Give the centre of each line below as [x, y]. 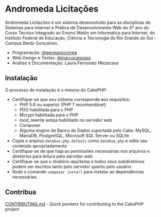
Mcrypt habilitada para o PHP [49, 115]
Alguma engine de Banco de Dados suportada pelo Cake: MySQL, [85, 130]
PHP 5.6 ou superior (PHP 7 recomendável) [63, 104]
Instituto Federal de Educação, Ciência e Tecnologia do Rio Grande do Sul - [81, 38]
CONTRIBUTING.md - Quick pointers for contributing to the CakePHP [74, 204]
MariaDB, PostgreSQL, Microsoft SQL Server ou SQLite [74, 135]
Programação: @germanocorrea [45, 53]
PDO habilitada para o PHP [46, 109]
